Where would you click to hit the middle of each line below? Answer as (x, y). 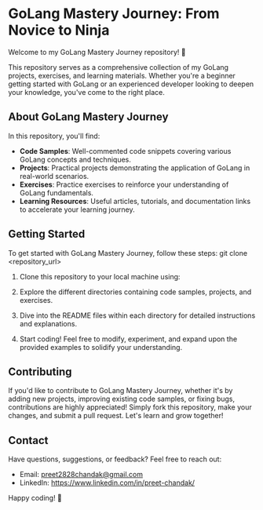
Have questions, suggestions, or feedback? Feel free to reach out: (115, 459)
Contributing (40, 372)
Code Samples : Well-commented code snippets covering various (125, 151)
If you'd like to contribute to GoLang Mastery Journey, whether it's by (121, 391)
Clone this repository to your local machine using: (100, 276)
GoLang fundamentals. (57, 192)
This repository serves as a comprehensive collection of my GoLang (119, 67)
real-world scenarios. (54, 176)
